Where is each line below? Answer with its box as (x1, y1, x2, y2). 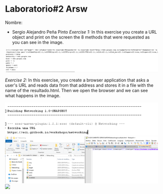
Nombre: (5, 19, 23, 25)
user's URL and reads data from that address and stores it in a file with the (5, 82, 154, 88)
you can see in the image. (12, 39, 64, 45)
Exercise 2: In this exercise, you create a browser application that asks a (5, 77, 149, 83)
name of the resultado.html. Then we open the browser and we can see (5, 87, 148, 93)
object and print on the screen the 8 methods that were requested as (12, 34, 150, 40)
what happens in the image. (5, 93, 61, 98)
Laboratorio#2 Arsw (5, 3, 88, 15)
